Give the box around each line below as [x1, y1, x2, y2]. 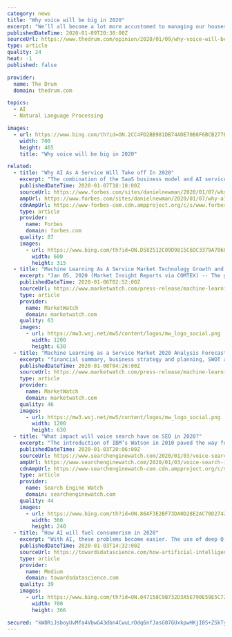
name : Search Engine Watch [25, 485, 104, 492]
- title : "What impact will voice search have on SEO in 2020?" [13, 433, 202, 440]
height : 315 [32, 259, 67, 266]
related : [7, 163, 32, 170]
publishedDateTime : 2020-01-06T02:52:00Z [19, 279, 140, 286]
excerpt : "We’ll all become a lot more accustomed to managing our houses [7, 23, 227, 30]
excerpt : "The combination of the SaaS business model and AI [19, 176, 202, 183]
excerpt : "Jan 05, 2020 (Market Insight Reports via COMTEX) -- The [19, 273, 221, 279]
